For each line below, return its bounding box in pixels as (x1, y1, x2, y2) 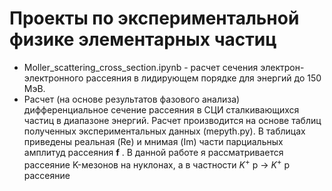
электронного (23, 72, 84, 84)
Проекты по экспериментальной (9, 7, 300, 30)
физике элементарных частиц (9, 28, 277, 51)
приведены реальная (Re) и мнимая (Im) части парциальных (23, 135, 284, 147)
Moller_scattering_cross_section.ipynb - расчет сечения (23, 61, 259, 73)
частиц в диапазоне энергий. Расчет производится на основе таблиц (23, 114, 322, 126)
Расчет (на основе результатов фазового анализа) (23, 93, 241, 105)
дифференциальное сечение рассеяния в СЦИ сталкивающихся (23, 103, 300, 116)
